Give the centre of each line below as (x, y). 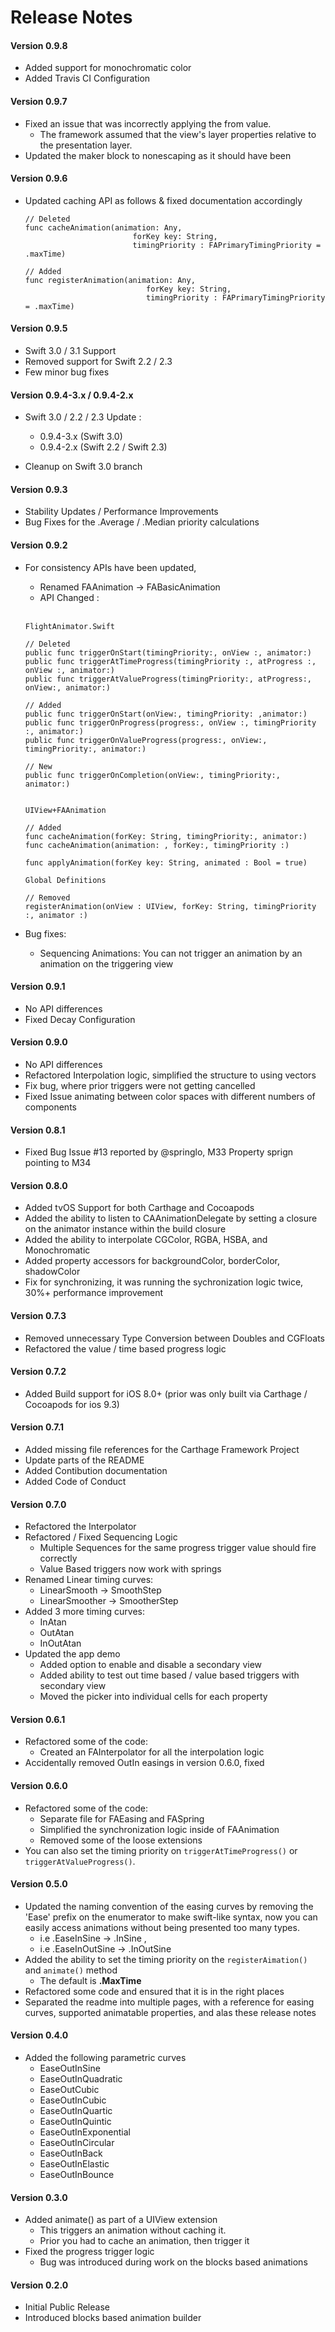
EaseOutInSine (70, 2068)
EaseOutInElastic (74, 2164)
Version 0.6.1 (38, 1719)
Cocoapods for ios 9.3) (72, 1404)
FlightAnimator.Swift (69, 626)
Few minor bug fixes (67, 372)
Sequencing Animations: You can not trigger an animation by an (171, 953)
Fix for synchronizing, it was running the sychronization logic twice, (164, 1282)
